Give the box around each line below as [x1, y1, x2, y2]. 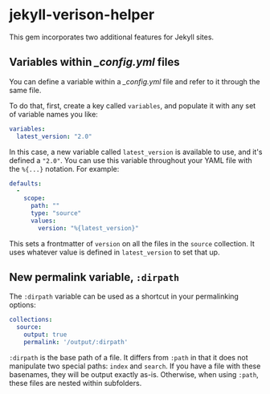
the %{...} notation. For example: [9, 164, 120, 173]
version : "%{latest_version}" [38, 224, 139, 232]
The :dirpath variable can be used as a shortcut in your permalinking [9, 291, 239, 302]
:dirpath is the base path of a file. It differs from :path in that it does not [9, 352, 248, 362]
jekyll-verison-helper [9, 6, 155, 24]
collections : [9, 315, 53, 324]
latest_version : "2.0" [16, 132, 92, 140]
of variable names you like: [9, 109, 99, 119]
